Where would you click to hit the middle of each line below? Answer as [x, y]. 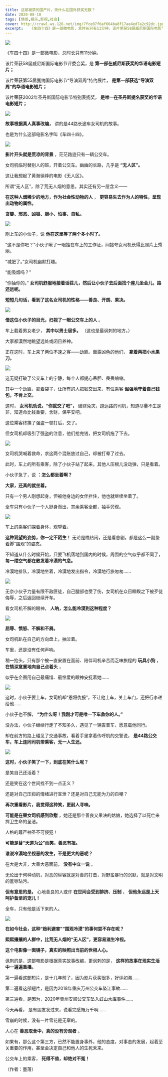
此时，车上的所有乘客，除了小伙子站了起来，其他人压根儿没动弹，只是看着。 [84, 464]
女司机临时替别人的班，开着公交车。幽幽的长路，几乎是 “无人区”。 [74, 165]
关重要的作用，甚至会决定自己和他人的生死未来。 [55, 1048]
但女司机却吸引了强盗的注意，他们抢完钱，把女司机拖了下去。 [69, 433]
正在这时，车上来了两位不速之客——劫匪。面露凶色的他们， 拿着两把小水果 [82, 352]
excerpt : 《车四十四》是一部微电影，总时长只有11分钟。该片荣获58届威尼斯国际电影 [83, 29]
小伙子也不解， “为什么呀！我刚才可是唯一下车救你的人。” [64, 714]
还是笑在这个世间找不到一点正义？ [40, 784]
